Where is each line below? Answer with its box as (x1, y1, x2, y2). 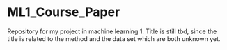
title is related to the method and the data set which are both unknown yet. (7, 34, 221, 42)
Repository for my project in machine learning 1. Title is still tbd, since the (7, 27, 217, 35)
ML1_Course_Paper (7, 4, 120, 20)
